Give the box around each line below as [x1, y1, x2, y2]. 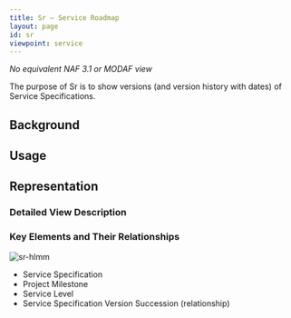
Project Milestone [22, 278, 89, 289]
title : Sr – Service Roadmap [9, 13, 120, 23]
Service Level [22, 288, 74, 299]
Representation [9, 179, 99, 194]
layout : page [9, 22, 59, 31]
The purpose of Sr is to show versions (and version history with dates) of [9, 81, 283, 92]
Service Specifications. [9, 91, 96, 102]
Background [9, 117, 80, 133]
